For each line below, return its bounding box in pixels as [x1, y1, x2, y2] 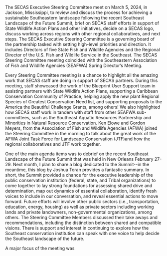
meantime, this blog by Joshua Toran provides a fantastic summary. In [5, 167, 150, 173]
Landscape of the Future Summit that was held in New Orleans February [5, 156, 154, 162]
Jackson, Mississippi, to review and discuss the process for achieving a [5, 9, 153, 15]
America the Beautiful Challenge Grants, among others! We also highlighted [5, 104, 161, 110]
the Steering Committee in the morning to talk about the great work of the [5, 131, 156, 136]
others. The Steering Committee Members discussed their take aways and [5, 215, 158, 220]
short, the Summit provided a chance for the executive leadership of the [5, 172, 153, 178]
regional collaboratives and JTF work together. [5, 141, 101, 147]
